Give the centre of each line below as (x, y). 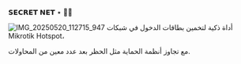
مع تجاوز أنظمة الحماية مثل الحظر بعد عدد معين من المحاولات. (100, 51)
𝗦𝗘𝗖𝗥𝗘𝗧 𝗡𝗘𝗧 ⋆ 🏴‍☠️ (40, 12)
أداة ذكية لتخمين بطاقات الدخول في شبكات (169, 27)
